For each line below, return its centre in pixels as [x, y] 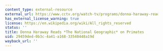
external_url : [19, 14]
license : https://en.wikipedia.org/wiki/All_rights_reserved [68, 23]
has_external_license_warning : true [42, 18]
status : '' [16, 28]
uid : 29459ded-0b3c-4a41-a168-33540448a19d [50, 37]
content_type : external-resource [39, 9]
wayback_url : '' [21, 41]
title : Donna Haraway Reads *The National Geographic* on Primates [75, 32]
